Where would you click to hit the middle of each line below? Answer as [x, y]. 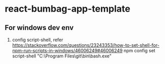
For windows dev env [39, 28]
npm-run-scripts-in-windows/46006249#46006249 [67, 51]
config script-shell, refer [38, 40]
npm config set [140, 51]
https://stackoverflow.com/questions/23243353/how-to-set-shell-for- [86, 45]
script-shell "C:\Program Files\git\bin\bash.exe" [62, 56]
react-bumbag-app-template [67, 9]
